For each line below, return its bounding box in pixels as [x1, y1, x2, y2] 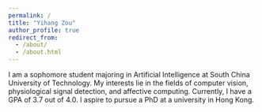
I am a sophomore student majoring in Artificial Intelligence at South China [8, 70, 251, 79]
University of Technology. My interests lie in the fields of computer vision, [8, 78, 249, 88]
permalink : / [8, 11, 51, 20]
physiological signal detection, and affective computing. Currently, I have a [8, 87, 252, 95]
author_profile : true [8, 26, 80, 34]
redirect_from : [8, 33, 59, 42]
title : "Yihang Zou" [8, 19, 77, 27]
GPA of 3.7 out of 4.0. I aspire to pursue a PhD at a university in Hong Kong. [8, 95, 255, 104]
